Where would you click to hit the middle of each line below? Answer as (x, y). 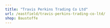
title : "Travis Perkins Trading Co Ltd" (47, 9)
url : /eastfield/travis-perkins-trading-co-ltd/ (55, 14)
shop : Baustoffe (21, 18)
